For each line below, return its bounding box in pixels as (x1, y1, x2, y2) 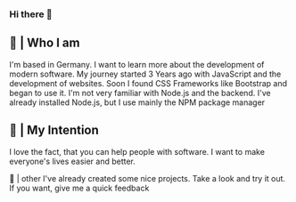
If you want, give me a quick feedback (9, 182, 150, 193)
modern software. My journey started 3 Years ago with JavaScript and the (9, 69, 282, 79)
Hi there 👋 (9, 8, 53, 20)
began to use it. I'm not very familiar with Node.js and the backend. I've (9, 87, 271, 98)
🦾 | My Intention (9, 123, 100, 138)
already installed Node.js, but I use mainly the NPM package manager (9, 97, 266, 108)
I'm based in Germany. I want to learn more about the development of (9, 59, 265, 69)
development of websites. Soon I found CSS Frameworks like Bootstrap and (9, 77, 288, 88)
